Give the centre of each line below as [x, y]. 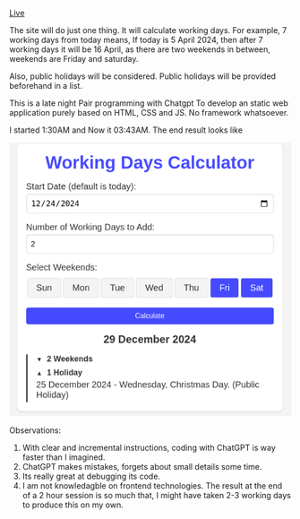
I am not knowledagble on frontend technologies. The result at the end [152, 486]
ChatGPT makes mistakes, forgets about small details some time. [142, 467]
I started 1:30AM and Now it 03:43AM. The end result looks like [126, 130]
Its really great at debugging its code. [91, 476]
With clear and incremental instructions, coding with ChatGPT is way [149, 448]
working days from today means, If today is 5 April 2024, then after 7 [136, 40]
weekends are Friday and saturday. [74, 59]
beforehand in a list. [46, 86]
